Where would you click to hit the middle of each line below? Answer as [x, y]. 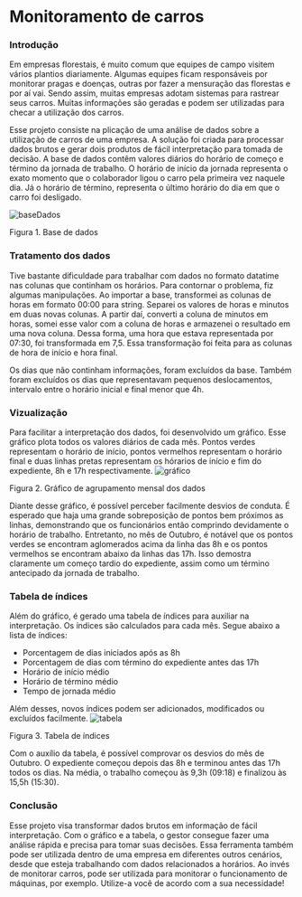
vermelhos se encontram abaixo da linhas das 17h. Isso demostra [130, 554]
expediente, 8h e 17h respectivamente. [81, 471]
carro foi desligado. [46, 197]
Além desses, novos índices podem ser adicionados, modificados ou [137, 709]
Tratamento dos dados [60, 256]
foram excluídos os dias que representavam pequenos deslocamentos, [141, 379]
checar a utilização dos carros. [67, 113]
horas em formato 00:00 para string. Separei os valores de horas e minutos [149, 304]
